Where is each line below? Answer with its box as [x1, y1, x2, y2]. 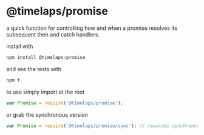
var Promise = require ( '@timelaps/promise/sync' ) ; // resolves [6, 123, 170, 129]
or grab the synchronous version [6, 111, 88, 118]
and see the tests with [6, 65, 62, 72]
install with [6, 43, 33, 50]
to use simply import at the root [6, 88, 85, 95]
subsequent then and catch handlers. [6, 30, 100, 38]
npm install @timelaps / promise [6, 54, 86, 60]
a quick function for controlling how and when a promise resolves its [6, 24, 178, 32]
